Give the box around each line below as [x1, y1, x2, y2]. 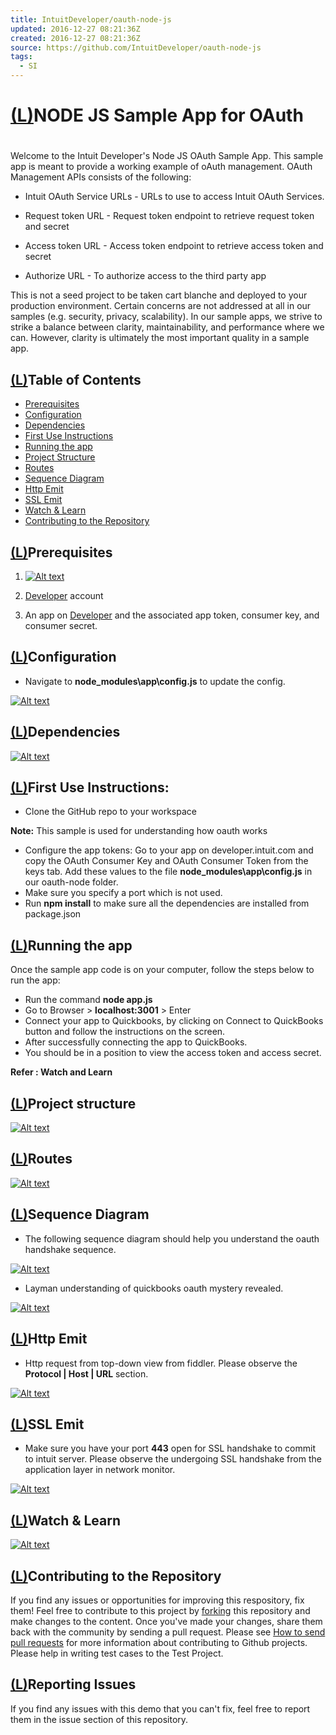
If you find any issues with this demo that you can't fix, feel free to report [10, 1702, 311, 1715]
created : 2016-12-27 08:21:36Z [10, 33, 141, 43]
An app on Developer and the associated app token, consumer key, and [24, 609, 320, 621]
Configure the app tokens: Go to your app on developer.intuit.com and [24, 844, 314, 856]
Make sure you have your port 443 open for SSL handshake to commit [24, 1442, 316, 1455]
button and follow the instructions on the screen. [24, 1026, 226, 1038]
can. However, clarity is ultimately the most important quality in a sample [10, 332, 310, 344]
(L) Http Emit [10, 1331, 88, 1348]
